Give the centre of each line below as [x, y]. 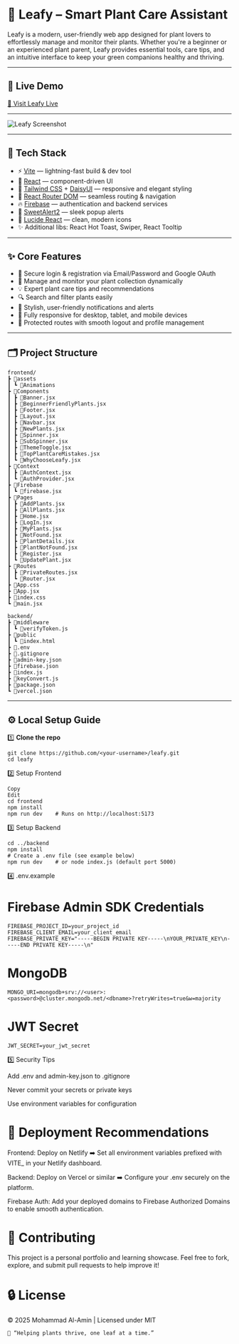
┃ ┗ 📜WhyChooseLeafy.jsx [44, 460]
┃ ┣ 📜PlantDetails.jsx [41, 542]
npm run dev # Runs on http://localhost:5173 [81, 814]
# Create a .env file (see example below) [71, 856]
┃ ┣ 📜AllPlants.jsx [36, 510]
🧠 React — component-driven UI [65, 181]
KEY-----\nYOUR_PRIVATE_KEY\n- [184, 939]
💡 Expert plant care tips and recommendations [86, 289]
